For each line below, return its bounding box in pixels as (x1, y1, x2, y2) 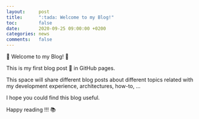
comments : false (6, 36, 52, 42)
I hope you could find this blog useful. (6, 94, 100, 101)
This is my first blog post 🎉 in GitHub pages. (6, 65, 115, 72)
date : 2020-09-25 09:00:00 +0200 (6, 25, 106, 32)
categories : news (6, 31, 50, 37)
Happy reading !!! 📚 (6, 106, 56, 113)
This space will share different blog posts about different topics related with (6, 76, 194, 83)
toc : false (6, 20, 52, 26)
